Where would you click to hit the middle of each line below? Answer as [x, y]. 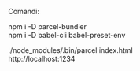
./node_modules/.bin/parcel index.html [70, 50]
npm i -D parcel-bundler [47, 26]
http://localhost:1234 [42, 59]
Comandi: [24, 11]
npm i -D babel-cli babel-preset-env [67, 35]
